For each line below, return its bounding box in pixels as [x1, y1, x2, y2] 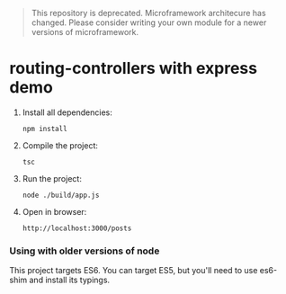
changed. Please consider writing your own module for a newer [31, 17, 267, 28]
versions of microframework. [31, 27, 139, 37]
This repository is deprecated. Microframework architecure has [31, 8, 267, 18]
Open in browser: [22, 206, 87, 217]
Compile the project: [22, 139, 99, 151]
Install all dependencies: [22, 107, 112, 118]
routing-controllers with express [9, 58, 258, 79]
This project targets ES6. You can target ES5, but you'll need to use [9, 265, 258, 276]
